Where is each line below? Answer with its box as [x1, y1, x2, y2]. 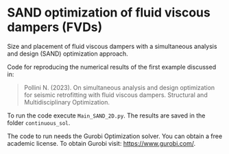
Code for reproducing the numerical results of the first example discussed [7, 63, 217, 71]
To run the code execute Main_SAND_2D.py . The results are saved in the [7, 111, 206, 120]
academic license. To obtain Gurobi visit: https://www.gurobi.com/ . [7, 139, 196, 147]
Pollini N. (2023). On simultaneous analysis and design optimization [23, 83, 215, 91]
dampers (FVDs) [7, 19, 103, 35]
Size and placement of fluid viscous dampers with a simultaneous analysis [7, 42, 217, 50]
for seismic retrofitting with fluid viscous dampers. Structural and [23, 91, 208, 99]
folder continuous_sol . [7, 118, 71, 126]
